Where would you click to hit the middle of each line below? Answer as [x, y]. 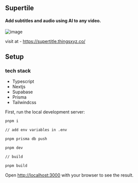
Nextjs [19, 87]
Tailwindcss [24, 103]
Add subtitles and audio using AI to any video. [53, 20]
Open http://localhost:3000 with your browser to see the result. [69, 175]
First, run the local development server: [45, 112]
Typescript [23, 81]
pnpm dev [14, 147]
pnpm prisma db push [26, 139]
